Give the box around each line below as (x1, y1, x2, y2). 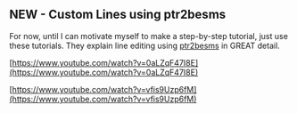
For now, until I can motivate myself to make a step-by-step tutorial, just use (9, 30, 288, 41)
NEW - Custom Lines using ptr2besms (9, 7, 227, 22)
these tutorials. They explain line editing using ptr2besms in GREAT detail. (9, 40, 281, 51)
